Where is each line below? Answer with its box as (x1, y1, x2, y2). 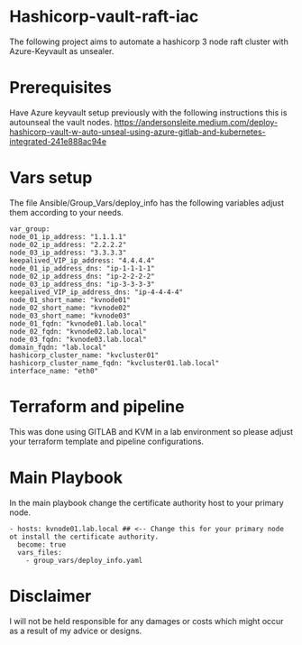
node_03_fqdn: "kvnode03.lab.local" (9, 335, 147, 344)
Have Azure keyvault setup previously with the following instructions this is (9, 106, 288, 118)
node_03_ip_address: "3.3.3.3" (9, 248, 127, 257)
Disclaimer (9, 585, 92, 606)
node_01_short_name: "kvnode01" (9, 295, 131, 304)
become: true (17, 539, 67, 549)
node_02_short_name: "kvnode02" (9, 303, 131, 312)
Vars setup (9, 168, 93, 189)
